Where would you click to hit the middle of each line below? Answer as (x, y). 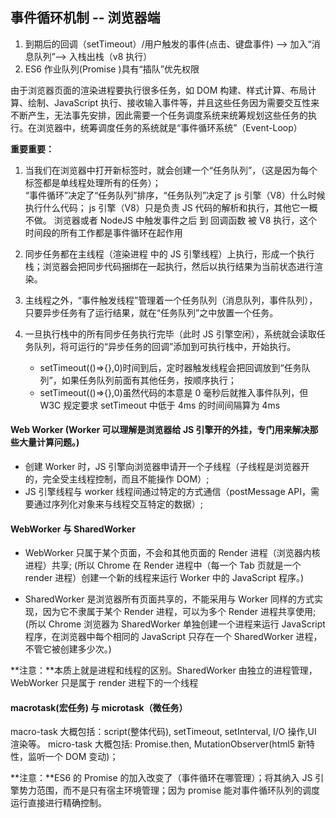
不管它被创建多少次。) (68, 649)
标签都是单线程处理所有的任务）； (93, 182)
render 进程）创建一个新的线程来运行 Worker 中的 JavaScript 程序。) (164, 578)
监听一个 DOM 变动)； (73, 757)
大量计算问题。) (49, 442)
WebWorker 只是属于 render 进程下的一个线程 (104, 683)
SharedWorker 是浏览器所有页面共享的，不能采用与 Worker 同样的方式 (169, 599)
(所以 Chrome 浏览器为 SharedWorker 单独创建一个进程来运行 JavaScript (175, 624)
